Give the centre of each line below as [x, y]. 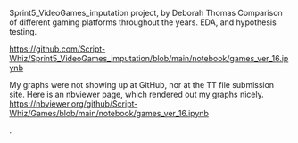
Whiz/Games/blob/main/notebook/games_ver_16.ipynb [109, 113]
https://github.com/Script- [58, 49]
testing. [23, 32]
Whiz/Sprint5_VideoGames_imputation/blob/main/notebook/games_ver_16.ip [149, 58]
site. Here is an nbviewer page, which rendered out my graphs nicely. [137, 94]
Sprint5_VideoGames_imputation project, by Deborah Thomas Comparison [146, 13]
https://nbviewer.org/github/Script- [74, 104]
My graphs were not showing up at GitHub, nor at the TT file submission [142, 85]
